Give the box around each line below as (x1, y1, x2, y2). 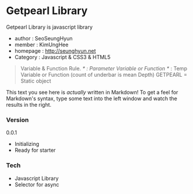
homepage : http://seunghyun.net (14, 47, 96, 54)
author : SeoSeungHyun (14, 35, 73, 42)
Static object (20, 77, 52, 84)
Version (6, 115, 29, 124)
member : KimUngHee (14, 41, 69, 48)
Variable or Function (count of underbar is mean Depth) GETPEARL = (20, 71, 188, 78)
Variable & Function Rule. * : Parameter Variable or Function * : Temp (20, 64, 188, 72)
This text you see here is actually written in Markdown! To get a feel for (6, 89, 178, 96)
